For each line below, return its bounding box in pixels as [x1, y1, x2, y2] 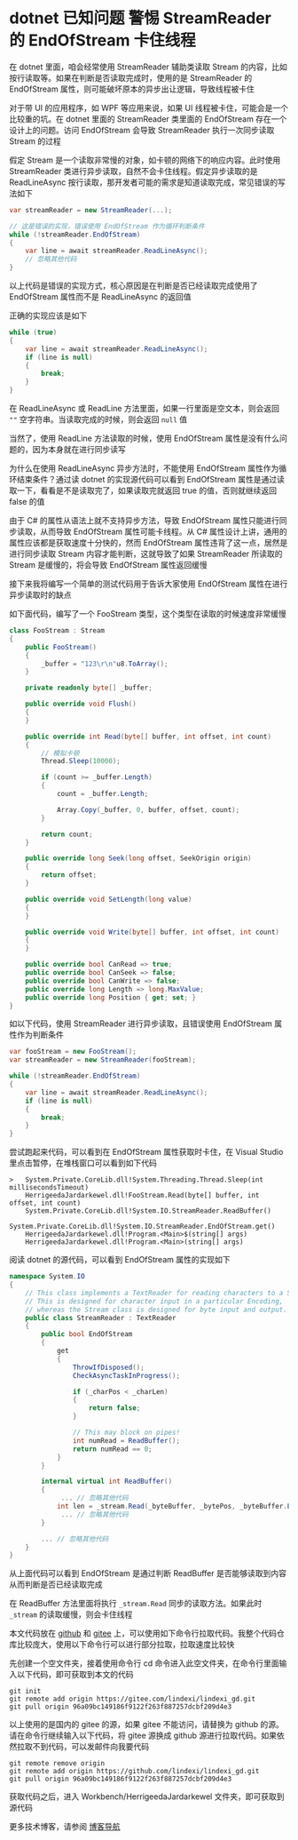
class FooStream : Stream [9, 626, 105, 635]
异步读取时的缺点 [9, 590, 72, 601]
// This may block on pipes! [72, 1428, 180, 1438]
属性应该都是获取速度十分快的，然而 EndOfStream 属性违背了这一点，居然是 [9, 538, 288, 548]
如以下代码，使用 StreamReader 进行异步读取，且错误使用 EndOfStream [9, 1018, 272, 1029]
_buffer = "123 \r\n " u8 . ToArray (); [41, 659, 169, 668]
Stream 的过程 [9, 135, 61, 147]
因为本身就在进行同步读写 [32, 444, 126, 455]
